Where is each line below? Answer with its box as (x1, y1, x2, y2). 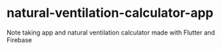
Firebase (6, 35, 33, 44)
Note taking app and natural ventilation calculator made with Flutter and (6, 28, 216, 37)
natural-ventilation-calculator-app (6, 5, 214, 21)
